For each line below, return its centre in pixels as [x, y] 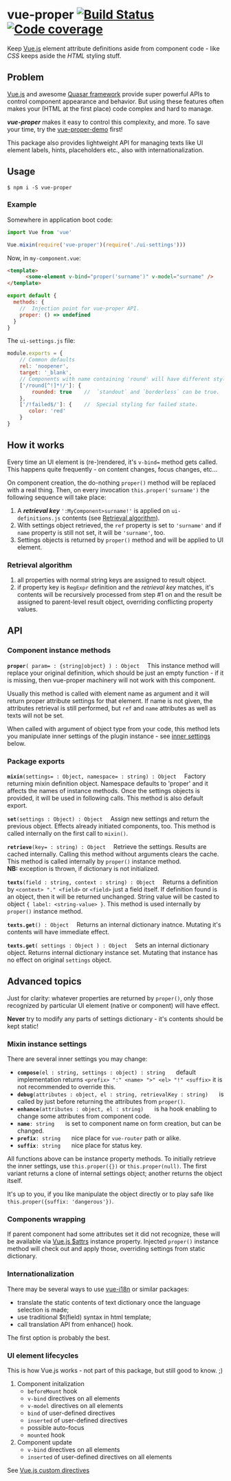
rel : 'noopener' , [44, 366]
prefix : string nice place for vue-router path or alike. [99, 1138]
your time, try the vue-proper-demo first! [65, 129]
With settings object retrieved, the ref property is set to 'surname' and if [119, 525]
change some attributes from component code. [84, 1116]
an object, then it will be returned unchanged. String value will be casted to [113, 897]
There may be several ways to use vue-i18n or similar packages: [98, 1289]
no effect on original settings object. [59, 960]
